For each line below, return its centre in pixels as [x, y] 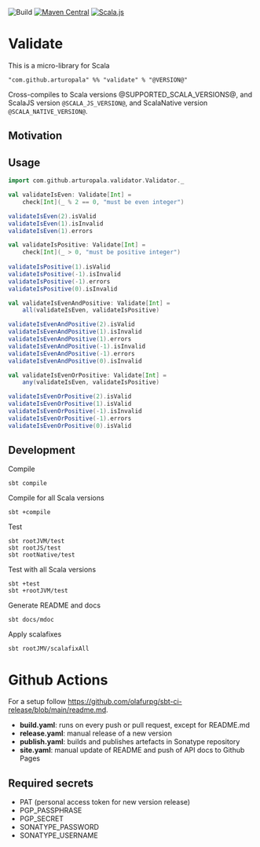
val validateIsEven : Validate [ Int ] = [70, 195]
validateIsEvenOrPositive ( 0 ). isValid [70, 425]
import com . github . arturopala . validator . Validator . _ [96, 181]
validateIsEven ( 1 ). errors [50, 231]
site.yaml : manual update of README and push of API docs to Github [132, 750]
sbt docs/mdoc [31, 620]
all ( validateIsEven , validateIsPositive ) [91, 310]
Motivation [35, 136]
